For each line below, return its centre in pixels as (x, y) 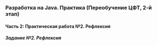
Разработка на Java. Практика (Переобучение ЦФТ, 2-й (78, 8)
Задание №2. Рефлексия (33, 38)
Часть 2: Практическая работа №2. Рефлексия (58, 26)
